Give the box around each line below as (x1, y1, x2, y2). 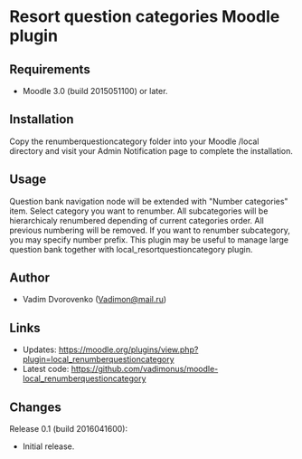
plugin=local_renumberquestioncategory (22, 354, 175, 365)
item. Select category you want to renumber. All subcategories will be (9, 206, 269, 216)
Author (9, 270, 50, 286)
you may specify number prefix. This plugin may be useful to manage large (9, 234, 289, 245)
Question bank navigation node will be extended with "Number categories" (9, 196, 288, 206)
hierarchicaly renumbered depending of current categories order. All (9, 215, 264, 225)
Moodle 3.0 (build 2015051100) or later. (22, 86, 168, 96)
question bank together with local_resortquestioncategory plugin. (9, 244, 253, 254)
